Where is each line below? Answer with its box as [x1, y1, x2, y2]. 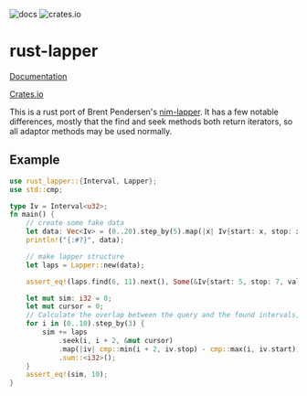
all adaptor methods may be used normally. [9, 125, 173, 136]
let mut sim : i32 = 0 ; [26, 294, 112, 303]
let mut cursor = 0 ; [26, 302, 104, 311]
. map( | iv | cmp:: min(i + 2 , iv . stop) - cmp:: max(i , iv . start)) [58, 344, 301, 354]
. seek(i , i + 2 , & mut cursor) [58, 336, 174, 345]
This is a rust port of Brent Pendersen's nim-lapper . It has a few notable [9, 106, 279, 117]
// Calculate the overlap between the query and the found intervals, [26, 311, 301, 320]
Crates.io [9, 88, 44, 100]
